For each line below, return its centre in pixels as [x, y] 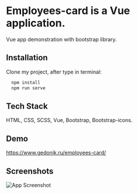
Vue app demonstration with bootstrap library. [61, 39]
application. [36, 23]
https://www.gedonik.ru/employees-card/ [56, 153]
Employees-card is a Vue [68, 11]
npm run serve [28, 88]
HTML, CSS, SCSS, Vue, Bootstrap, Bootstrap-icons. [69, 120]
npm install [26, 82]
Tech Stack [27, 106]
